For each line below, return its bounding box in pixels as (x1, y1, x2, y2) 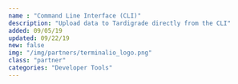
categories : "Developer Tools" (8, 64, 113, 72)
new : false (8, 42, 45, 50)
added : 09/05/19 (8, 26, 63, 34)
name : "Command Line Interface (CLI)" (8, 11, 142, 20)
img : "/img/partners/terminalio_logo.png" (8, 49, 152, 57)
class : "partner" (8, 57, 67, 65)
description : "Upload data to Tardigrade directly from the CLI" (8, 19, 231, 27)
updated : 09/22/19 (8, 34, 70, 42)
